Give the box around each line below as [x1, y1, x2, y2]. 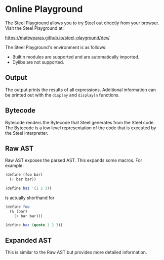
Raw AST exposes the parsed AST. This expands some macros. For [5, 157, 142, 163]
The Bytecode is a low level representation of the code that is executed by [5, 125, 157, 131]
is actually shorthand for [5, 195, 55, 201]
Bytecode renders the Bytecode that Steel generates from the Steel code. [5, 119, 155, 125]
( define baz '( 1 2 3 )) [5, 186, 52, 191]
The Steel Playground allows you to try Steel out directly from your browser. [5, 20, 160, 26]
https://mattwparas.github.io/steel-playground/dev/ [5, 35, 110, 41]
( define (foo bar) [5, 172, 43, 177]
